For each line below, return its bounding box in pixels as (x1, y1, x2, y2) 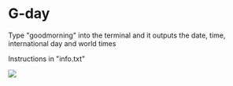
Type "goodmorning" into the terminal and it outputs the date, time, (8, 30, 226, 40)
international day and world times (8, 38, 116, 48)
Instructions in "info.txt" (8, 54, 86, 63)
